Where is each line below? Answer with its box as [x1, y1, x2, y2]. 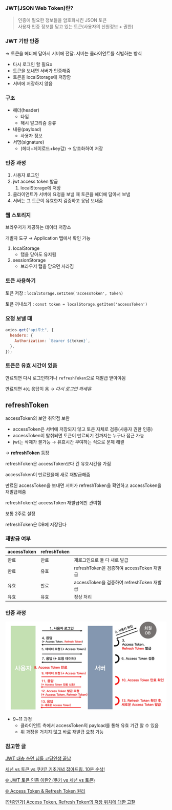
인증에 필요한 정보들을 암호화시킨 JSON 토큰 [17, 17, 107, 24]
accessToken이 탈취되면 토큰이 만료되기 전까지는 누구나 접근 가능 [12, 432, 144, 438]
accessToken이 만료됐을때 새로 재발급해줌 [5, 471, 91, 477]
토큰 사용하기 [5, 278, 36, 285]
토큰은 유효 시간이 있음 [5, 362, 58, 369]
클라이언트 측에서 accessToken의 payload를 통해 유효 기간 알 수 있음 [20, 722, 159, 728]
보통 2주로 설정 [5, 510, 36, 517]
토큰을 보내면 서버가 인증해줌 [12, 68, 71, 74]
